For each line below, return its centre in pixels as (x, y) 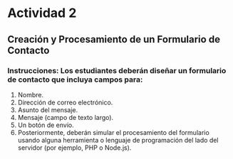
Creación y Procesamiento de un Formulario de (114, 39)
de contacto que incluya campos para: (75, 79)
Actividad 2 (42, 13)
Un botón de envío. (46, 125)
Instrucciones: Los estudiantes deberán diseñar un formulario (117, 70)
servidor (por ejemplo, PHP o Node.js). (74, 148)
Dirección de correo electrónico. (65, 102)
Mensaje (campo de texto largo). (66, 117)
